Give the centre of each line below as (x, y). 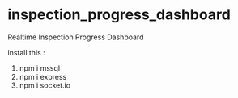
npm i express (43, 76)
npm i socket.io (45, 85)
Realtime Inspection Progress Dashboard (76, 37)
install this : (26, 52)
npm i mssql (40, 68)
